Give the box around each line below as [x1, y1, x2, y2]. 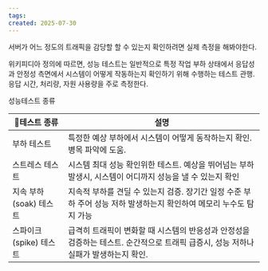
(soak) [12, 198, 37, 209]
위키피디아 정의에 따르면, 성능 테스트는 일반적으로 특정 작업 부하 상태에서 [8, 59, 234, 69]
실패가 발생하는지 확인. [67, 249, 148, 260]
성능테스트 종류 [8, 96, 56, 105]
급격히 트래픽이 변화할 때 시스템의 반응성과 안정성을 [67, 225, 250, 236]
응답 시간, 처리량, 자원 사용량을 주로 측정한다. [8, 79, 149, 88]
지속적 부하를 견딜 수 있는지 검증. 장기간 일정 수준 [67, 186, 242, 197]
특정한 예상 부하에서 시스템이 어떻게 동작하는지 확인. [67, 132, 253, 143]
